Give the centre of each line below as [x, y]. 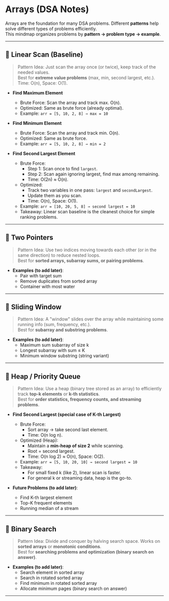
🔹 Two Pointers [29, 238]
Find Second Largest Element [44, 153]
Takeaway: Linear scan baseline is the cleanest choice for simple [87, 211]
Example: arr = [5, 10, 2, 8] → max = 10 [64, 113]
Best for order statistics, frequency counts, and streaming [79, 399]
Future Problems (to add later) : [45, 488]
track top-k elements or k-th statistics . [59, 394]
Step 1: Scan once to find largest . [63, 168]
